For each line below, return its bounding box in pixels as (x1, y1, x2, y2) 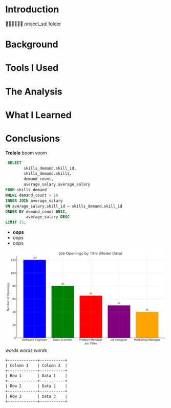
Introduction (5, 4, 59, 15)
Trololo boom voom (5, 150, 47, 156)
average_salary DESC (26, 214, 70, 219)
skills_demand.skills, (24, 171, 72, 176)
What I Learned (5, 109, 72, 121)
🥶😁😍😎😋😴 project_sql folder (5, 21, 61, 27)
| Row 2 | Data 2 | (5, 384, 68, 389)
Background (5, 39, 58, 50)
